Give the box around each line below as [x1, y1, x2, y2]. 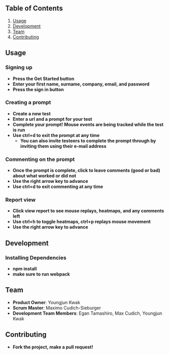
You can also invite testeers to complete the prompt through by [20, 138, 156, 144]
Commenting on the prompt [5, 155, 75, 162]
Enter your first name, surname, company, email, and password [12, 81, 150, 87]
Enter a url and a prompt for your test [12, 116, 92, 122]
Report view [5, 196, 36, 203]
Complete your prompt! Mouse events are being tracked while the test [12, 121, 164, 127]
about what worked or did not [12, 173, 76, 179]
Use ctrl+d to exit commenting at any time [12, 183, 103, 190]
